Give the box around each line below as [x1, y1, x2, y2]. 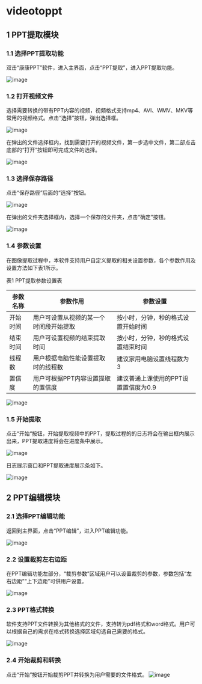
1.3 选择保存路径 [6, 174, 54, 183]
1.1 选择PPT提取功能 [6, 49, 64, 58]
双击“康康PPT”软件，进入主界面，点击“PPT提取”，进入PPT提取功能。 [6, 64, 178, 71]
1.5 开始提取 [6, 415, 41, 423]
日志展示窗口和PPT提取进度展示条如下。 [6, 462, 106, 469]
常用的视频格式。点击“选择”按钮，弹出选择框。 [6, 114, 122, 121]
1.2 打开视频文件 [6, 92, 54, 100]
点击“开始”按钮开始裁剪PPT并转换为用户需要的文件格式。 [6, 671, 148, 678]
